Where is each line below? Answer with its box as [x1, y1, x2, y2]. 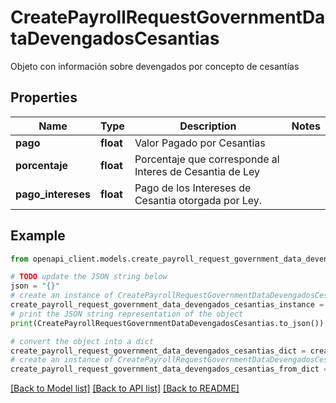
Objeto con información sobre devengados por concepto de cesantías [10, 60, 300, 72]
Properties [10, 89, 78, 106]
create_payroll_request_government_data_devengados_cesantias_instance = [10, 300, 325, 310]
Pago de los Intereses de [134, 181, 252, 195]
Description [179, 119, 237, 133]
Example [10, 227, 66, 245]
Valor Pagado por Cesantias [134, 136, 266, 150]
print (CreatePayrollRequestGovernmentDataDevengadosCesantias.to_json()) [10, 318, 325, 328]
